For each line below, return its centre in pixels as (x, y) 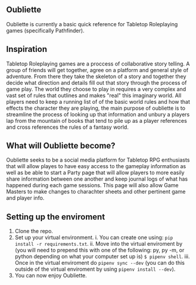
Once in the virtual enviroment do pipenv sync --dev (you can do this (99, 263)
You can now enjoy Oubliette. (51, 275)
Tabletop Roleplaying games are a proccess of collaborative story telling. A (98, 63)
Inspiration (27, 49)
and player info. (25, 198)
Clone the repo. (34, 231)
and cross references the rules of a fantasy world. (68, 127)
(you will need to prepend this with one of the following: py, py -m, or (99, 250)
